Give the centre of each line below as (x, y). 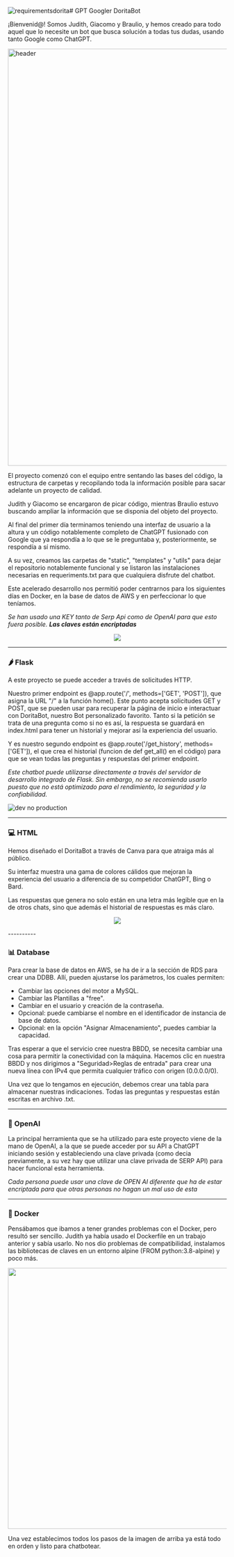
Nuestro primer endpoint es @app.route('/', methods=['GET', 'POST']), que (115, 694)
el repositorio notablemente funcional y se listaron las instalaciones (104, 568)
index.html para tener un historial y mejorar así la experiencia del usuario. (113, 730)
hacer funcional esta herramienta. (56, 1168)
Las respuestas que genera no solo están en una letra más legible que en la (116, 900)
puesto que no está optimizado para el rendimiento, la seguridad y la (107, 787)
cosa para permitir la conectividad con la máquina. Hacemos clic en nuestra (117, 1056)
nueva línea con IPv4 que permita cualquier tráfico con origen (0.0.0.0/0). (113, 1071)
